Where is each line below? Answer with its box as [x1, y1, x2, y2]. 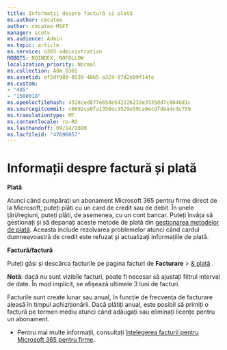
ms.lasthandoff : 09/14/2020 [7, 125, 88, 132]
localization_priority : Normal [7, 61, 96, 68]
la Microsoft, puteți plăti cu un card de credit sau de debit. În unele [7, 203, 195, 212]
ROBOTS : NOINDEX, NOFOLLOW [7, 55, 84, 62]
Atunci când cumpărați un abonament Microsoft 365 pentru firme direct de [7, 197, 217, 205]
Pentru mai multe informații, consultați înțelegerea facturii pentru [16, 328, 200, 336]
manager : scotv [7, 29, 51, 36]
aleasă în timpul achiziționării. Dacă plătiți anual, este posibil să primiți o [7, 301, 209, 309]
